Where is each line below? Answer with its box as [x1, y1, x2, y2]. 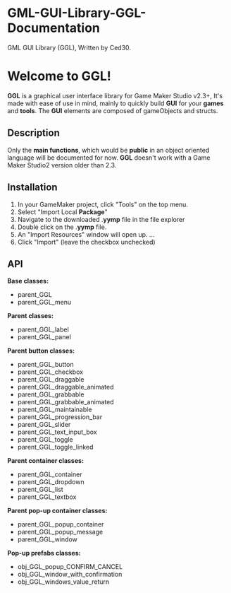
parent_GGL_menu [17, 298, 72, 307]
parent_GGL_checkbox [17, 368, 83, 376]
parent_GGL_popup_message [17, 528, 104, 536]
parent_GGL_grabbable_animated [17, 398, 114, 406]
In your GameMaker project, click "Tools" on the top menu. [17, 200, 189, 209]
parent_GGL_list [17, 486, 63, 494]
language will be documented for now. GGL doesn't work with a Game [7, 153, 211, 162]
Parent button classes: [7, 346, 75, 355]
